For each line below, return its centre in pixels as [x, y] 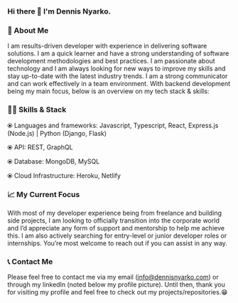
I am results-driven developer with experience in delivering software [107, 46]
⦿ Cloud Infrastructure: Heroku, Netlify [64, 175]
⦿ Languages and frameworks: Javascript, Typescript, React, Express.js [113, 125]
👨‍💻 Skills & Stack [37, 110]
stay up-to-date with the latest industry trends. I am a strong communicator [118, 76]
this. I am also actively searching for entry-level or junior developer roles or [117, 235]
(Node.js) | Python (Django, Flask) [57, 133]
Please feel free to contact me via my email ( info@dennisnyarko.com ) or [113, 277]
